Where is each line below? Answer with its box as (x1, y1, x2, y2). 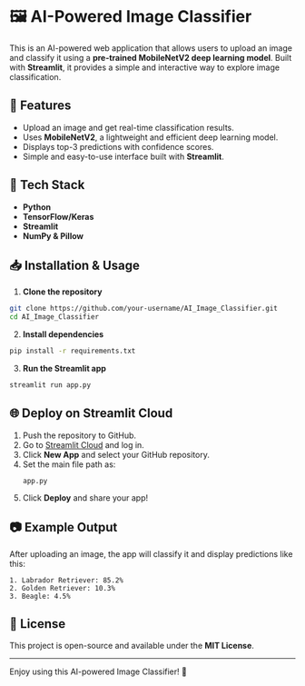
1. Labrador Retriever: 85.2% (9, 575, 124, 585)
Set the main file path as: (22, 459, 116, 470)
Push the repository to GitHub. (22, 430, 137, 441)
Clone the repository (22, 286, 103, 297)
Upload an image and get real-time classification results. (22, 122, 234, 133)
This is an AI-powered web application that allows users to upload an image (9, 42, 293, 54)
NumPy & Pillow (22, 230, 84, 241)
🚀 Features (9, 98, 72, 114)
